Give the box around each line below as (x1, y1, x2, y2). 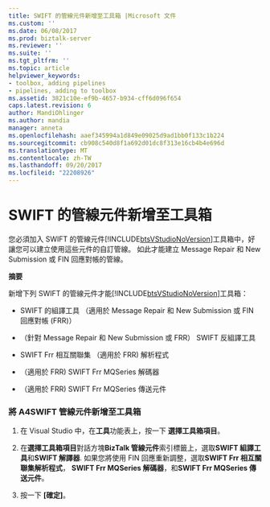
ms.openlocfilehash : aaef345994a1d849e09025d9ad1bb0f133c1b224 (8, 131, 225, 139)
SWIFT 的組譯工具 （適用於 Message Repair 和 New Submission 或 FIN (19, 305, 255, 315)
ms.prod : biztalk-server (8, 34, 92, 43)
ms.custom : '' (8, 19, 56, 27)
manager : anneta (8, 124, 63, 132)
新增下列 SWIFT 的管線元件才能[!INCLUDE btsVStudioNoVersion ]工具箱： (8, 288, 249, 298)
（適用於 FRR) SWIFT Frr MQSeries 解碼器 (19, 367, 160, 377)
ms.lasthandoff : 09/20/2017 (8, 162, 103, 170)
